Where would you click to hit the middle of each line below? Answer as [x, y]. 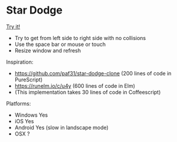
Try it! [13, 27]
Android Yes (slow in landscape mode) [62, 127]
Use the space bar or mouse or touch [60, 44]
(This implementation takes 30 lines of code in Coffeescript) [88, 92]
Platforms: [19, 103]
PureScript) [29, 80]
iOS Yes [24, 121]
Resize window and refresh [48, 50]
